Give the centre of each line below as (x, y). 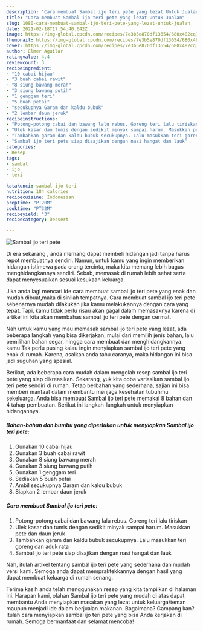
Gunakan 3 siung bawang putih (54, 466)
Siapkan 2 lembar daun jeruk (51, 492)
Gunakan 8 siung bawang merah (56, 460)
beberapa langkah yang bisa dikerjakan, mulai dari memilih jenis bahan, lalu (100, 335)
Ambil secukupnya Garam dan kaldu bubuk (69, 485)
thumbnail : (20, 40)
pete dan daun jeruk (40, 534)
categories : (21, 147)
